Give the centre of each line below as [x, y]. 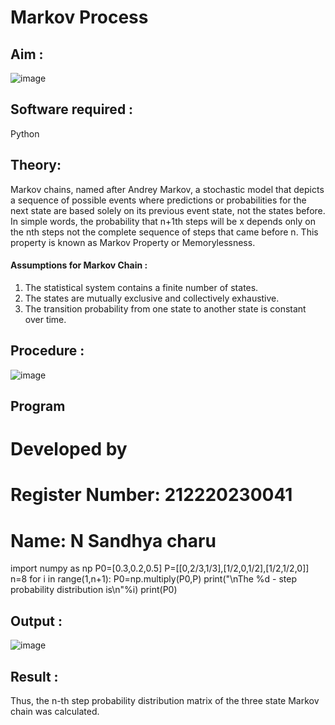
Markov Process [79, 17]
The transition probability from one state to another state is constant [165, 308]
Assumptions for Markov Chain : [79, 265]
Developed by [69, 449]
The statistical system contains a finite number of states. [141, 287]
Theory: [36, 165]
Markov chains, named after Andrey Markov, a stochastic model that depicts [167, 189]
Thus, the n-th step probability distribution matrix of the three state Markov [165, 700]
